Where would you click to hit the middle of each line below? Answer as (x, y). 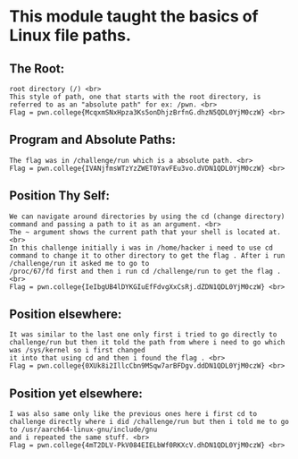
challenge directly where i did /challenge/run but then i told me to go (149, 422)
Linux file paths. (70, 35)
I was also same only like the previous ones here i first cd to (133, 414)
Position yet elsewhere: (76, 393)
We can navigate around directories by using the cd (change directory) (147, 217)
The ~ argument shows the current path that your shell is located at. (145, 232)
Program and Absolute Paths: (93, 140)
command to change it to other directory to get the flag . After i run (147, 255)
